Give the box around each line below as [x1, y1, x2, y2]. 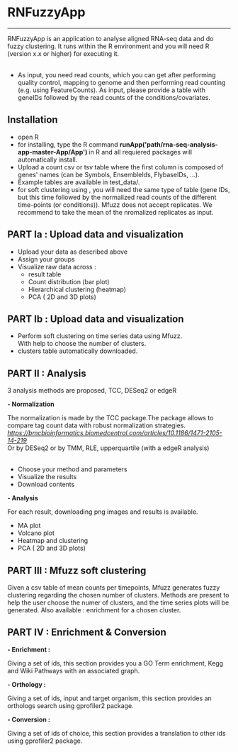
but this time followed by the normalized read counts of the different [17, 193, 217, 201]
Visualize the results [17, 473, 77, 481]
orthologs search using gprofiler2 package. [7, 701, 134, 709]
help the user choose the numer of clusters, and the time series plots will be [7, 598, 229, 607]
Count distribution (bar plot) [28, 277, 110, 286]
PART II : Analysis [7, 367, 86, 379]
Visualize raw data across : [17, 262, 97, 271]
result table [28, 270, 62, 279]
